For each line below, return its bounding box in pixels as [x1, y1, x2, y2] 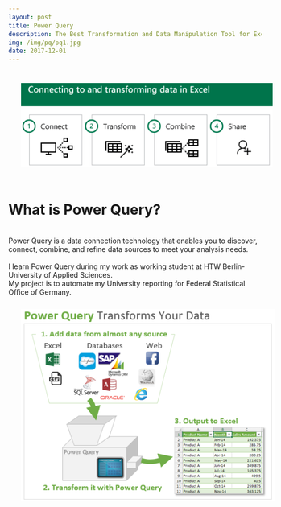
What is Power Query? [8, 201, 161, 219]
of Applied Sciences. [43, 270, 113, 280]
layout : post [8, 13, 52, 21]
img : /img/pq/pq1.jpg [8, 39, 81, 47]
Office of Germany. [8, 287, 72, 297]
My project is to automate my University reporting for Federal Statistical [8, 278, 246, 289]
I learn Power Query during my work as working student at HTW [8, 262, 221, 271]
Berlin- [222, 262, 246, 271]
